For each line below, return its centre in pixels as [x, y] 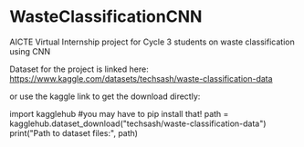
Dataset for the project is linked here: [79, 69]
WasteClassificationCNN [106, 17]
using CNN [30, 51]
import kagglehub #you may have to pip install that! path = [119, 113]
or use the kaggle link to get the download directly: [105, 96]
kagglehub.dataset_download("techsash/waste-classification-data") [138, 123]
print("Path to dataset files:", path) [74, 132]
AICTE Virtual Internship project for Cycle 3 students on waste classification [152, 42]
